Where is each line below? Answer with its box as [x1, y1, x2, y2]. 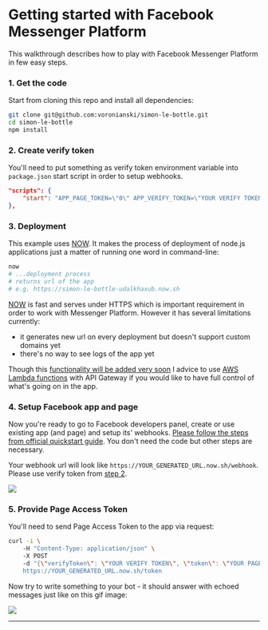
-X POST [22, 552, 48, 560]
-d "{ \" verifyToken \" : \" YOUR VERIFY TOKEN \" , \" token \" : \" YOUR [22, 559, 245, 568]
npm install [8, 125, 48, 133]
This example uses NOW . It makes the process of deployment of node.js [8, 239, 246, 248]
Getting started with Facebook [8, 6, 214, 24]
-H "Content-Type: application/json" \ [22, 545, 156, 553]
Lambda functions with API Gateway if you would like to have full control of [8, 373, 255, 382]
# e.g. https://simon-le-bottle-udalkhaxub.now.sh [8, 285, 180, 293]
